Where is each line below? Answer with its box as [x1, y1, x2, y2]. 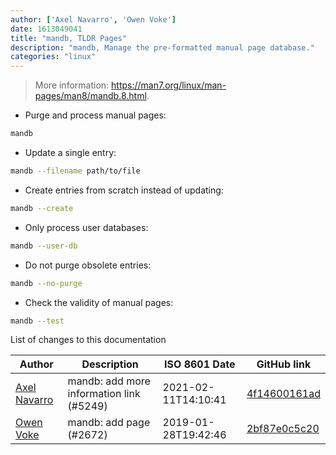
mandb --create [10, 203, 74, 213]
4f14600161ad [246, 387, 321, 401]
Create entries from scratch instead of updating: [24, 184, 224, 196]
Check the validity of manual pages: [24, 296, 174, 308]
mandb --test [10, 316, 65, 326]
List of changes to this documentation [10, 334, 167, 346]
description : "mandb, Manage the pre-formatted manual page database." [10, 42, 315, 53]
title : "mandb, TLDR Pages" [10, 33, 128, 43]
